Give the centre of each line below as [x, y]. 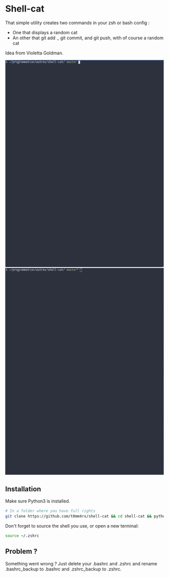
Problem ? [21, 552]
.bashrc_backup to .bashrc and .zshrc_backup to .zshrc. [63, 569]
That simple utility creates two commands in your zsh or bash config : [77, 23]
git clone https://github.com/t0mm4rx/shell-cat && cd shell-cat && [78, 517]
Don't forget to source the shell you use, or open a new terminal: [72, 526]
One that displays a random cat [45, 32]
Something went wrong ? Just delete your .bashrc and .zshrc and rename [81, 563]
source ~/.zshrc [22, 536]
